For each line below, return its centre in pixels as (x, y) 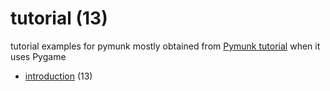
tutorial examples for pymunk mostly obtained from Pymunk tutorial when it (165, 46)
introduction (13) (58, 76)
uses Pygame (38, 56)
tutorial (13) (59, 18)
